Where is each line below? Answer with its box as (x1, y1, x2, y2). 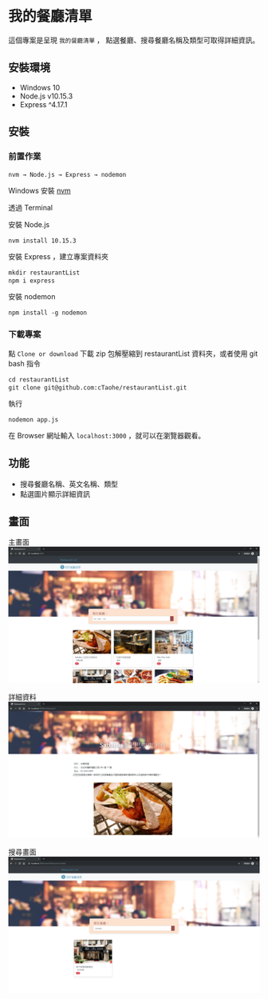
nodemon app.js (8, 415, 59, 424)
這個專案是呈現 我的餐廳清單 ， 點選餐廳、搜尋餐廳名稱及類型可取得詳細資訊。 (8, 35, 260, 45)
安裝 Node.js (8, 220, 50, 230)
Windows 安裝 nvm (8, 186, 72, 196)
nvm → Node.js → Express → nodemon (8, 171, 127, 179)
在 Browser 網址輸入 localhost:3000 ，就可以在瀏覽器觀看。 (8, 430, 206, 440)
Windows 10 (19, 82, 61, 92)
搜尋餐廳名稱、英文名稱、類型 (19, 479, 118, 489)
